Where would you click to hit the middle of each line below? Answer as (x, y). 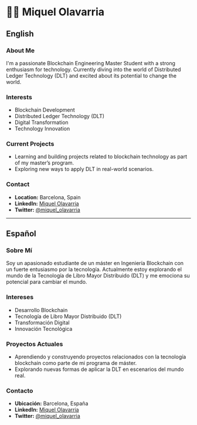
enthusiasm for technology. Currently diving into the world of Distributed (94, 69)
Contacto (20, 390)
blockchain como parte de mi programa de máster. (76, 363)
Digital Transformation (41, 122)
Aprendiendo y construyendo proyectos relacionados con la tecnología (100, 357)
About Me (21, 51)
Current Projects (30, 144)
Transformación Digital (42, 322)
